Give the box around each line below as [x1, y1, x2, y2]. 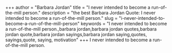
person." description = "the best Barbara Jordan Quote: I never [22, 10, 156, 16]
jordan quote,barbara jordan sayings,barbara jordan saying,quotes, [5, 32, 147, 37]
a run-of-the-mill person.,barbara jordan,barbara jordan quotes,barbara [5, 26, 157, 32]
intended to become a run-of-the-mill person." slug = [5, 15, 118, 21]
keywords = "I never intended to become [81, 20, 167, 26]
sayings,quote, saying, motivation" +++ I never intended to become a [5, 37, 152, 43]
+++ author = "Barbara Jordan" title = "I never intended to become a [5, 5, 150, 10]
